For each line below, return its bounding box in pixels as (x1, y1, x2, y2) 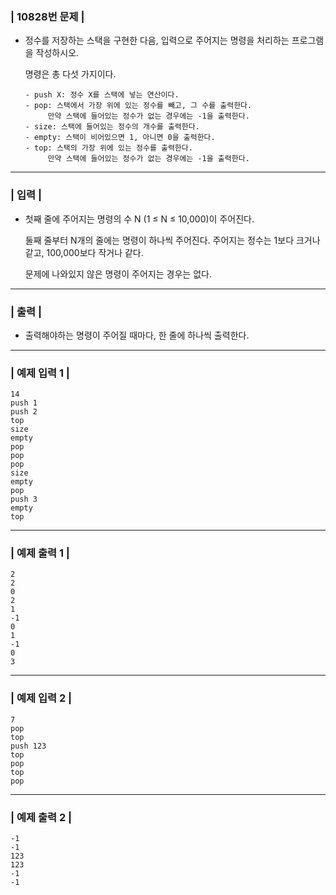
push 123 (10, 741, 47, 751)
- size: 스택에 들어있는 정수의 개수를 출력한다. (24, 122, 200, 132)
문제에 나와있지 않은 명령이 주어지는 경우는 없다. (24, 268, 212, 280)
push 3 (10, 494, 38, 505)
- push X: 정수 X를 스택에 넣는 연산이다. (24, 90, 180, 100)
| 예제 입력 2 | (10, 691, 73, 705)
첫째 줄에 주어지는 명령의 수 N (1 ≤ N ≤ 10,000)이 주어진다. (24, 213, 255, 225)
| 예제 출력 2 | (10, 810, 73, 824)
